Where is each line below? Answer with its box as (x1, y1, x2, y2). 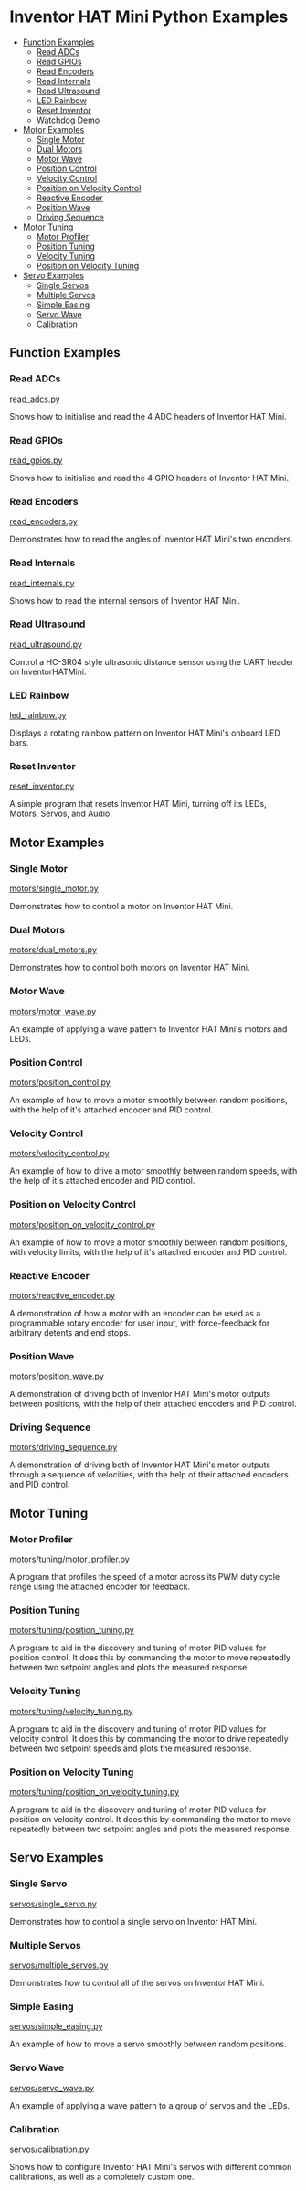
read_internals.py (9, 577, 75, 588)
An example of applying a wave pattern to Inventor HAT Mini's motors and (9, 1023, 288, 1035)
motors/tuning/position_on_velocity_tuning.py (9, 1787, 180, 1798)
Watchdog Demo (36, 114, 100, 125)
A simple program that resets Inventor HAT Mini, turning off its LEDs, (9, 799, 267, 810)
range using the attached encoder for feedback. (9, 1581, 190, 1593)
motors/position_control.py (9, 1077, 111, 1088)
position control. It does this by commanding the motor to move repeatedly (9, 1652, 290, 1663)
